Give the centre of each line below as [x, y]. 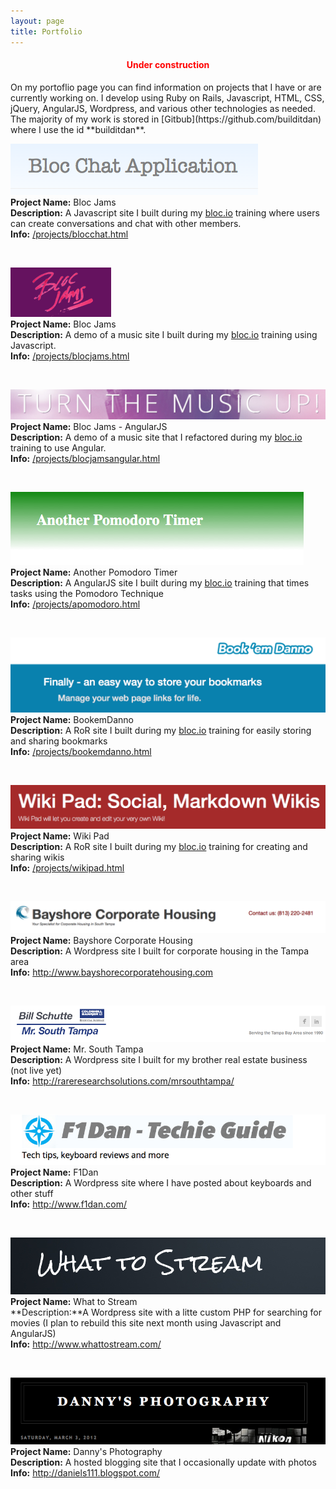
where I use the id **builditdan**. [78, 129]
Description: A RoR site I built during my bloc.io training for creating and [159, 846]
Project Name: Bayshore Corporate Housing [101, 941]
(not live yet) [36, 1070]
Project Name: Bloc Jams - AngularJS [89, 426]
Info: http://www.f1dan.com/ [68, 1204]
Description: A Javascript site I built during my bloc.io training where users [165, 212]
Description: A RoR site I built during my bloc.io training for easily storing [161, 730]
